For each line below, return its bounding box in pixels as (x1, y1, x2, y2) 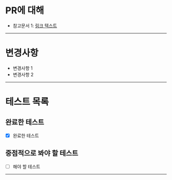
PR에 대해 (5, 5, 45, 16)
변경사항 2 (12, 71, 34, 77)
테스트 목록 (5, 96, 49, 108)
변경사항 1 (12, 65, 33, 71)
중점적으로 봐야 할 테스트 (5, 149, 78, 157)
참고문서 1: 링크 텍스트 (12, 22, 57, 29)
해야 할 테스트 (12, 163, 40, 169)
